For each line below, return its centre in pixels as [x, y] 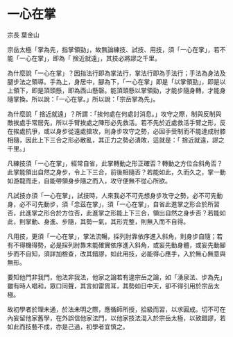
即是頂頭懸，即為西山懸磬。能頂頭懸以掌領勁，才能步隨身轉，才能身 [128, 90]
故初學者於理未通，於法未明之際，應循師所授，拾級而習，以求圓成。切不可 [113, 309]
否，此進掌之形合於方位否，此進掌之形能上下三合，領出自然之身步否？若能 [113, 213]
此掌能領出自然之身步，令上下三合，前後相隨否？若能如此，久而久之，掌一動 [116, 172]
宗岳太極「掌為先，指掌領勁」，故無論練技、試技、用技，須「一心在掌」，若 [113, 49]
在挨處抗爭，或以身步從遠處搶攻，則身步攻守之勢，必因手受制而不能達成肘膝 [116, 131]
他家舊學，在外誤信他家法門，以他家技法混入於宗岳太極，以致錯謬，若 [126, 318]
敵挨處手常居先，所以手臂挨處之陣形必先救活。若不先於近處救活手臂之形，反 [116, 122]
